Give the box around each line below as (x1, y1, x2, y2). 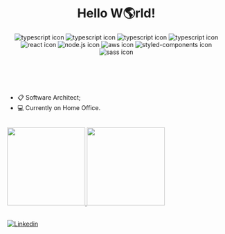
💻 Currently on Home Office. (17, 103, 101, 111)
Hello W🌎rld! (77, 6, 156, 21)
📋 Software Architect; (17, 93, 81, 101)
